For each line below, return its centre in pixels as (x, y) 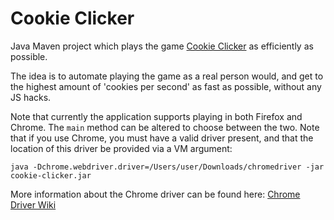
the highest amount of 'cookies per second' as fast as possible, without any (166, 86)
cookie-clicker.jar (51, 175)
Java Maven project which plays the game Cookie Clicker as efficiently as (162, 46)
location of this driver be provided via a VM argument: (121, 148)
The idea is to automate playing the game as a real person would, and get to (167, 76)
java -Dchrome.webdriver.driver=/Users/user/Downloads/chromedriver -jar (167, 167)
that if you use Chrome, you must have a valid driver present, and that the (162, 138)
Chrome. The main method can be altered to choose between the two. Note (165, 127)
